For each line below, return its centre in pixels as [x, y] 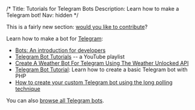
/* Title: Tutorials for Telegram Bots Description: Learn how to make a [93, 9]
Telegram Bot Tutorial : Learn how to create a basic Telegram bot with [101, 70]
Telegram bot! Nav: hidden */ [42, 15]
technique [28, 89]
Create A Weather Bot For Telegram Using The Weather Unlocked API [102, 63]
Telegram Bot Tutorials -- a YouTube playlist [70, 57]
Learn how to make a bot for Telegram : [55, 38]
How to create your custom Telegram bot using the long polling [94, 82]
